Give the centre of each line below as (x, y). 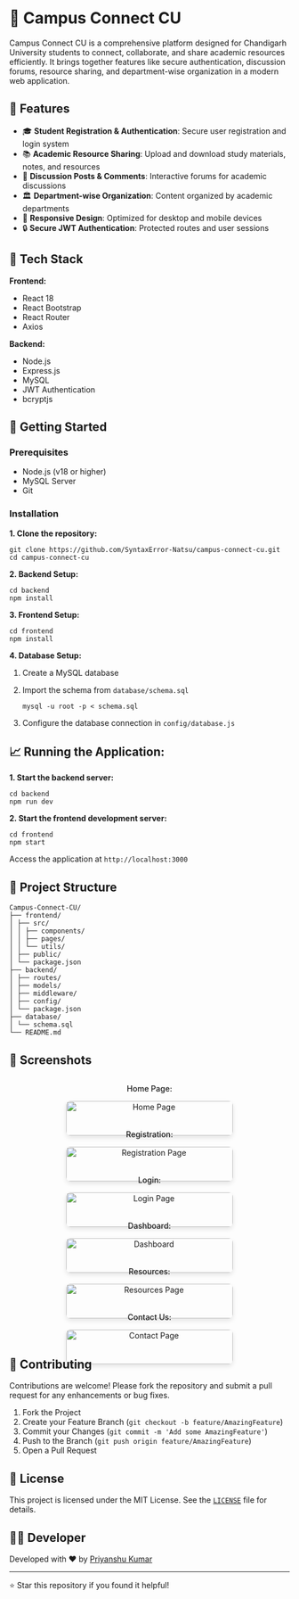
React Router (46, 317)
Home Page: (149, 1088)
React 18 (38, 298)
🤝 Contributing (51, 1364)
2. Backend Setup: (44, 573)
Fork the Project (52, 1413)
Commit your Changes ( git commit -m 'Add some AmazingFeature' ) (145, 1431)
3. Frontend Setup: (44, 614)
